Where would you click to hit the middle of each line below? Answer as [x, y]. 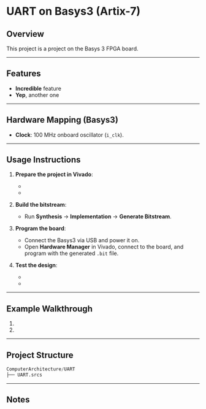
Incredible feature [38, 88]
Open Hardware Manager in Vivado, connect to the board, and [104, 247]
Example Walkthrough [50, 309]
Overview [25, 34]
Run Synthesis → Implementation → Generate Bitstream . [98, 216]
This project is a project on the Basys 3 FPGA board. [72, 48]
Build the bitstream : [41, 205]
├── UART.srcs [25, 375]
